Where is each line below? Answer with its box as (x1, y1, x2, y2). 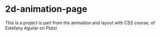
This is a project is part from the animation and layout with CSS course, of (5, 20, 156, 26)
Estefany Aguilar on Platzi (5, 25, 57, 31)
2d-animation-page (5, 3, 87, 15)
